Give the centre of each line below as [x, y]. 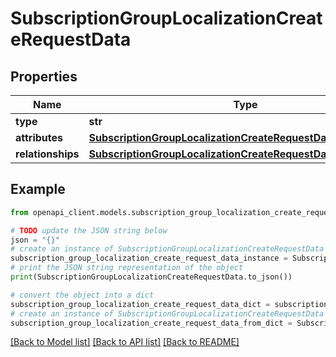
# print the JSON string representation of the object [127, 268]
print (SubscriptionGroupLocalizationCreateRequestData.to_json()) [151, 277]
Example [38, 189]
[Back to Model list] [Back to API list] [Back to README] [125, 342]
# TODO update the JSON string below [89, 230]
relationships [47, 154]
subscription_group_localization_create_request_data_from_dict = [151, 323]
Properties [44, 76]
